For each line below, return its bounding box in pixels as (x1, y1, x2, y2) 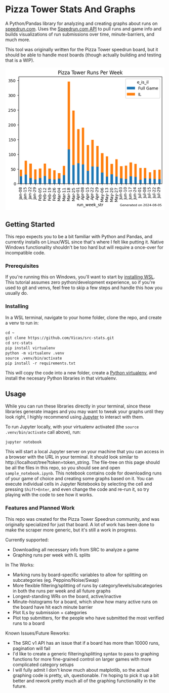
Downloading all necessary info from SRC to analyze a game (12, 546, 139, 552)
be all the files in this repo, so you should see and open (5, 465, 120, 471)
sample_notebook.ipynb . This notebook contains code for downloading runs (5, 470, 162, 476)
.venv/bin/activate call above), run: (5, 429, 81, 435)
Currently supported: (5, 537, 49, 543)
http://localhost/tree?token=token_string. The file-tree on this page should (5, 459, 160, 465)
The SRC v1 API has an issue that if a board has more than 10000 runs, (12, 640, 160, 646)
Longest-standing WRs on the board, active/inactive (12, 593, 121, 599)
